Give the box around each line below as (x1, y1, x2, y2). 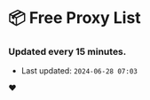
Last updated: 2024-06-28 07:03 (20, 65, 138, 76)
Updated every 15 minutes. (8, 46, 127, 58)
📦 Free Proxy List (8, 8, 141, 28)
